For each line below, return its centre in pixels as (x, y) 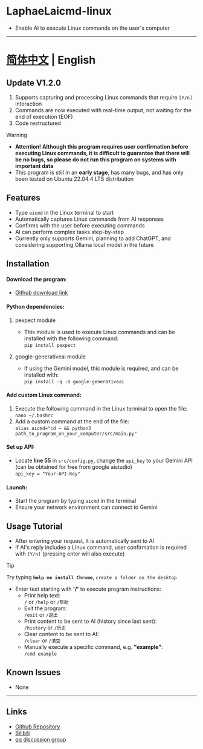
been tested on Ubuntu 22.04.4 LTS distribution (74, 179)
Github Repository (37, 727)
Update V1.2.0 (34, 83)
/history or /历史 (45, 627)
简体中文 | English (51, 60)
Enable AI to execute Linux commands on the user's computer (92, 28)
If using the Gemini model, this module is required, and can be (101, 368)
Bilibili (22, 733)
